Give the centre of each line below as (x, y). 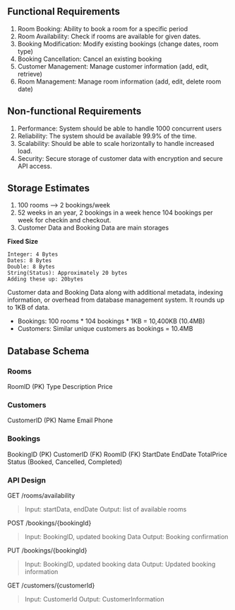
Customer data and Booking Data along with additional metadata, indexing (115, 293)
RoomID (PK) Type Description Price (60, 387)
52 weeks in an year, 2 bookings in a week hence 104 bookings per (115, 213)
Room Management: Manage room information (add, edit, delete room (119, 81)
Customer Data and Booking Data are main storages (93, 228)
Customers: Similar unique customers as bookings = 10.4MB (105, 329)
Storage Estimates (49, 188)
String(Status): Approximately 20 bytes (68, 273)
